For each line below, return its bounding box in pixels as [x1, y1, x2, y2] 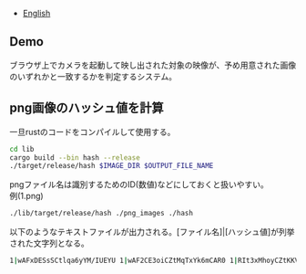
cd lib [9, 144, 35, 153]
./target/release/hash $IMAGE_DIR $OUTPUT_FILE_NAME [9, 162, 214, 171]
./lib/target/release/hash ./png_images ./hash [9, 209, 194, 218]
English [22, 8, 51, 18]
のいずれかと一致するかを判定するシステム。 [9, 70, 178, 81]
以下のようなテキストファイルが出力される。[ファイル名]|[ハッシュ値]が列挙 [9, 227, 295, 237]
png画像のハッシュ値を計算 [9, 100, 164, 116]
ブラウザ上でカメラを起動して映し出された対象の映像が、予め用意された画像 [9, 59, 297, 70]
